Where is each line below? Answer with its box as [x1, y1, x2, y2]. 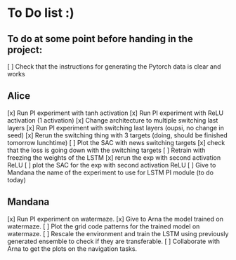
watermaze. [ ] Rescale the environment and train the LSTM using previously [7, 229, 229, 238]
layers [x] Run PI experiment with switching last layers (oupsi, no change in [7, 123, 225, 132]
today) [7, 175, 27, 184]
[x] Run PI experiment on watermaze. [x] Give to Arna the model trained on [7, 214, 223, 223]
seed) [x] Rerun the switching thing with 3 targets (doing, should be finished [7, 131, 228, 139]
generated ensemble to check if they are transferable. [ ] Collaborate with [7, 237, 220, 245]
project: [7, 43, 43, 55]
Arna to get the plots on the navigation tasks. [7, 244, 138, 253]
